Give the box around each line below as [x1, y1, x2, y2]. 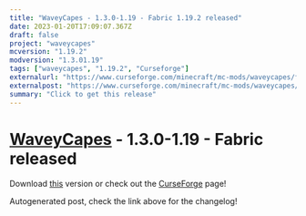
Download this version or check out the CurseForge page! [9, 179, 227, 190]
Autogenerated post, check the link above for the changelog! [9, 196, 238, 207]
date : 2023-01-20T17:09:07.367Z [9, 22, 132, 31]
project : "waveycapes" [9, 38, 96, 48]
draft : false [9, 30, 59, 39]
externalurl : [9, 73, 59, 82]
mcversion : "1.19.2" [9, 47, 88, 57]
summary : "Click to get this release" [9, 89, 157, 98]
